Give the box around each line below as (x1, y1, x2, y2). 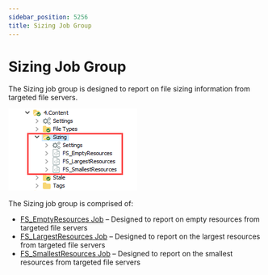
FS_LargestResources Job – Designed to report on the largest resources (19, 231, 261, 242)
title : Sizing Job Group (8, 21, 92, 30)
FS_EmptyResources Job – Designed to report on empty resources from (19, 214, 260, 224)
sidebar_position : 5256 (8, 13, 89, 21)
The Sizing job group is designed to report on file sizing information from (8, 84, 250, 94)
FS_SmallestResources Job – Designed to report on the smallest (19, 249, 233, 259)
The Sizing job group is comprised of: (8, 199, 134, 209)
